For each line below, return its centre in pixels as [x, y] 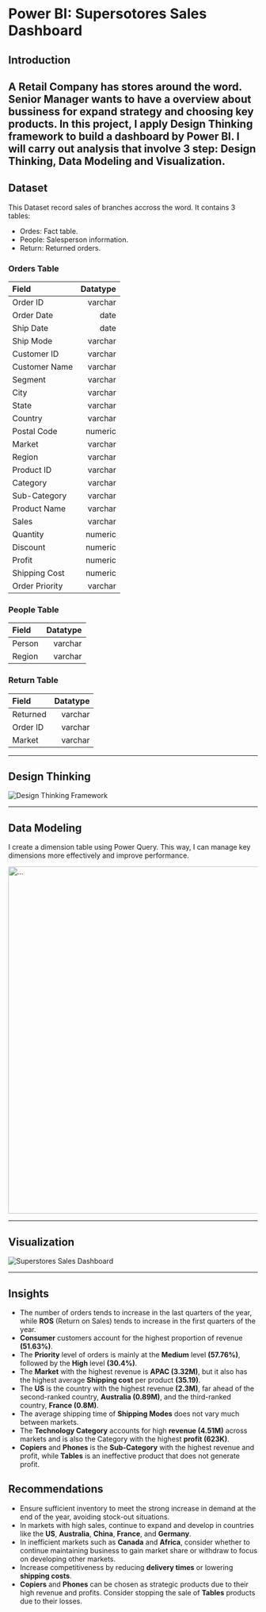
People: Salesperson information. [74, 240]
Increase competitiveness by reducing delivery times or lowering [126, 1567]
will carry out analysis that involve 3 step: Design [132, 149]
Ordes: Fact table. [49, 231]
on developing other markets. [68, 1559]
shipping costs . [46, 1576]
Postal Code [35, 432]
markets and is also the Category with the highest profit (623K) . [124, 1439]
